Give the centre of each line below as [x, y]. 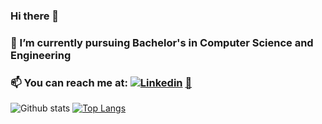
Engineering [41, 55]
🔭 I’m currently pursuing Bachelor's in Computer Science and [162, 42]
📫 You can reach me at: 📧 [101, 82]
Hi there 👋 [35, 16]
